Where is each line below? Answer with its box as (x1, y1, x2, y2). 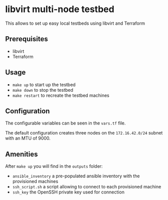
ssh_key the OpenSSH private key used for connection (12, 189, 124, 195)
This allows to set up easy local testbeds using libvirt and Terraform (5, 20, 145, 26)
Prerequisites (5, 35, 48, 43)
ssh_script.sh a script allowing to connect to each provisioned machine (12, 184, 161, 190)
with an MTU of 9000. (5, 135, 51, 142)
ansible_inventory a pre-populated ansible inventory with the (12, 173, 140, 179)
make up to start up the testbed (12, 82, 76, 88)
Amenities (5, 150, 38, 158)
